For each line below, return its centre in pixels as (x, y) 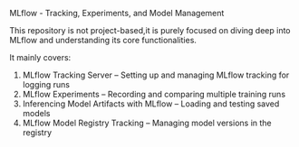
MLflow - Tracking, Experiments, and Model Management (117, 13)
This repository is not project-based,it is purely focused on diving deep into (150, 30)
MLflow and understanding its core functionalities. (103, 40)
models (36, 113)
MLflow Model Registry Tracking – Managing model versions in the (147, 123)
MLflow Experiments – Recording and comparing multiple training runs (154, 94)
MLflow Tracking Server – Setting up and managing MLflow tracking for (156, 75)
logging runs (46, 84)
